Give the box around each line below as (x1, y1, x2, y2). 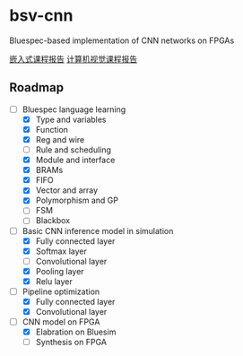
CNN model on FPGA (22, 317, 100, 327)
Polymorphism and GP (35, 195, 119, 206)
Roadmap (9, 80, 65, 95)
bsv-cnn (9, 5, 74, 26)
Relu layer (35, 275, 74, 287)
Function (35, 124, 69, 135)
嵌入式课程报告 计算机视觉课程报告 (9, 53, 137, 64)
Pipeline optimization (22, 286, 100, 297)
